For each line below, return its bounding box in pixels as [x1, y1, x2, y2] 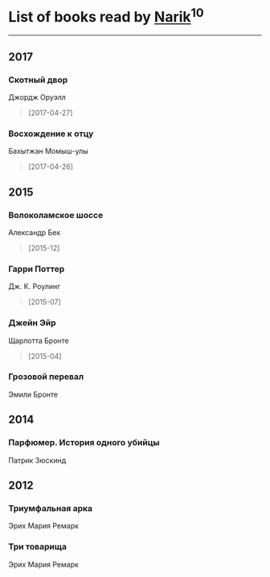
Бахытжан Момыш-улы [8, 146, 88, 156]
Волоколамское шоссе [8, 209, 104, 220]
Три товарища [8, 541, 67, 552]
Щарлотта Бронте [8, 336, 70, 345]
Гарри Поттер [8, 263, 65, 274]
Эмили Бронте [8, 389, 59, 399]
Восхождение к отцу [8, 128, 94, 139]
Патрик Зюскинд [8, 455, 67, 465]
